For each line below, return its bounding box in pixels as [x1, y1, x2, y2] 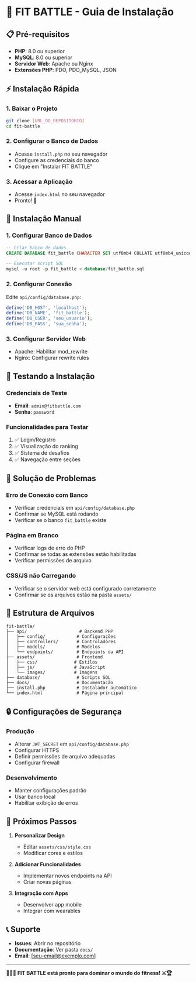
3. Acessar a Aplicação [6, 177, 73, 186]
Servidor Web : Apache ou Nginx [14, 60, 93, 67]
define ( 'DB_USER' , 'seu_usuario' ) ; [6, 315, 93, 321]
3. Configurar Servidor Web [6, 335, 86, 343]
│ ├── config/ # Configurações [6, 634, 116, 640]
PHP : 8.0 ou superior [14, 48, 65, 54]
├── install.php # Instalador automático [6, 685, 137, 691]
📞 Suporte [6, 924, 41, 934]
